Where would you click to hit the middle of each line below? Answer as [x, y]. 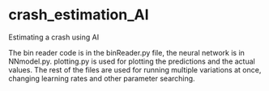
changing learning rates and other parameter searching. [102, 78]
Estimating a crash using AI [54, 37]
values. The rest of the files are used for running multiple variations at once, [135, 69]
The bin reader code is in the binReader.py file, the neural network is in [127, 52]
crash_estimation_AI [79, 15]
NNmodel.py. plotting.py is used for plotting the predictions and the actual [132, 61]
